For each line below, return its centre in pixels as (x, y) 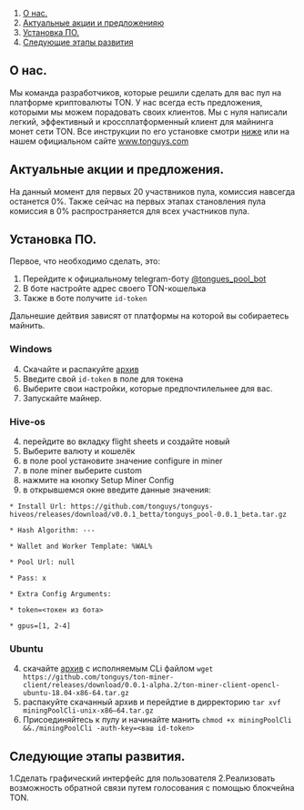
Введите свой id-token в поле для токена (103, 379)
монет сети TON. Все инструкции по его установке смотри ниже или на (149, 131)
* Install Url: (38, 507)
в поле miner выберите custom (82, 471)
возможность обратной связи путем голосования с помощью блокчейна (152, 788)
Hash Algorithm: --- (56, 531)
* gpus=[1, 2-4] (40, 626)
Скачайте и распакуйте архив (81, 369)
